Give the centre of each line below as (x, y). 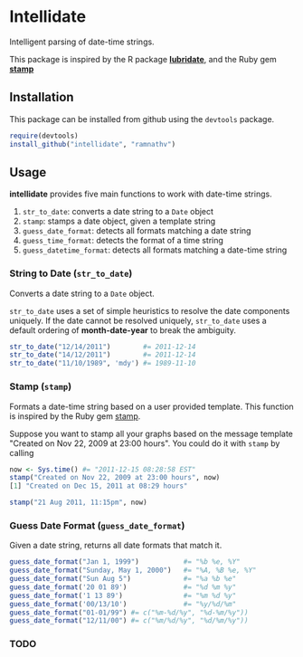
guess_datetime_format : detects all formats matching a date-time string (155, 250)
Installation (42, 97)
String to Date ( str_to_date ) (71, 273)
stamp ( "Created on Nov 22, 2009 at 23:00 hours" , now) (115, 478)
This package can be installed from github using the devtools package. (142, 119)
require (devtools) (44, 136)
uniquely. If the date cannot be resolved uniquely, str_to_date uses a (138, 320)
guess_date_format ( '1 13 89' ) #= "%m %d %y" (123, 595)
